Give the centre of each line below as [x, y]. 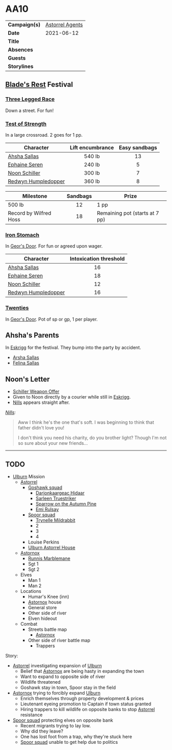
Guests [17, 58]
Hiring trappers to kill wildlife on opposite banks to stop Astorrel [88, 709]
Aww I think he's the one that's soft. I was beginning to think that [86, 422]
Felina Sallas [26, 363]
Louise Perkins [44, 542]
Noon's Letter [28, 379]
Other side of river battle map [59, 640]
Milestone [35, 196]
